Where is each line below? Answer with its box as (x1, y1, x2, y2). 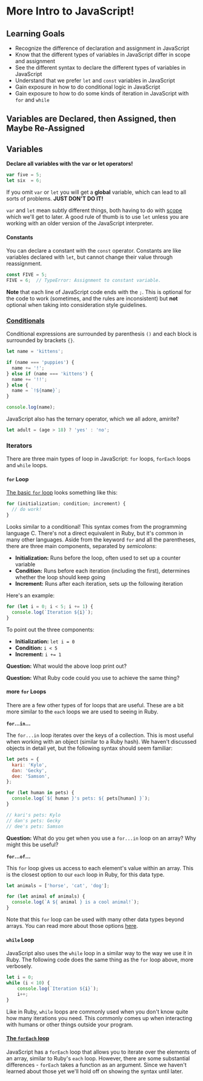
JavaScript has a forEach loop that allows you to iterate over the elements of (6, 1048, 197, 1055)
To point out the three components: (6, 626, 95, 633)
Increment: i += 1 (15, 650, 62, 657)
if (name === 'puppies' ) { (6, 360, 75, 366)
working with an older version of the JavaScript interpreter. (6, 219, 154, 227)
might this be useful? (6, 840, 59, 848)
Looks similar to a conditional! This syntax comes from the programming (6, 523, 187, 530)
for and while (15, 96, 50, 103)
